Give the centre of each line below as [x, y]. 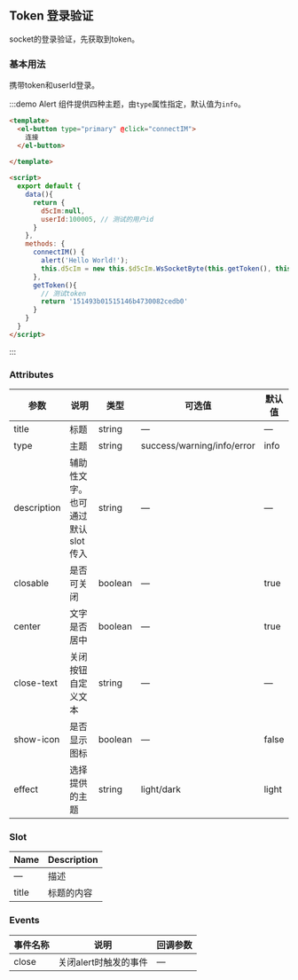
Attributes [31, 374]
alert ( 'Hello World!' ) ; [85, 261]
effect [26, 789]
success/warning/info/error [198, 446]
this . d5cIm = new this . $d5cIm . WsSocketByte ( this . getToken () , [157, 269]
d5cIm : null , [63, 211]
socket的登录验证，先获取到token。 [74, 39]
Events [24, 921]
